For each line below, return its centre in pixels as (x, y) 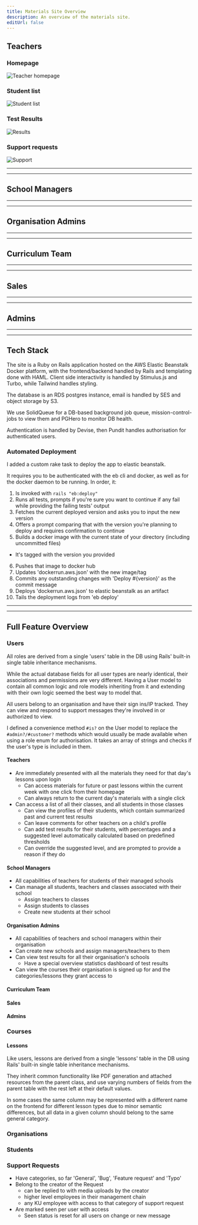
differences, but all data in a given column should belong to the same (90, 1112)
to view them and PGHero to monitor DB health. (75, 418)
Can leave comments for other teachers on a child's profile (95, 823)
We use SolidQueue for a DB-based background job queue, (78, 412)
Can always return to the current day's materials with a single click (105, 798)
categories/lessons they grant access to (64, 976)
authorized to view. (30, 716)
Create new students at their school (67, 912)
